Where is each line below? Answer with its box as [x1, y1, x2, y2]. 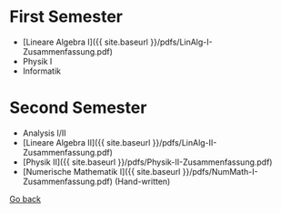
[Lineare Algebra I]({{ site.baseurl [22, 36, 148, 47]
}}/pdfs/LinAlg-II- [152, 137, 217, 147]
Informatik [22, 66, 62, 76]
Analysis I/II [22, 127, 66, 138]
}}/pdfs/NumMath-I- [182, 166, 258, 177]
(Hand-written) [115, 176, 171, 187]
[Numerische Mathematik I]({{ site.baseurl [22, 166, 181, 177]
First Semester [9, 6, 123, 27]
